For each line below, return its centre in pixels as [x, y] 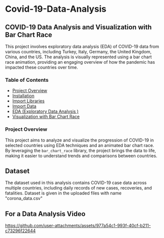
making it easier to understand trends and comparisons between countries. [81, 156]
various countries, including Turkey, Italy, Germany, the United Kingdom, [78, 52]
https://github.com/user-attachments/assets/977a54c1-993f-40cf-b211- [78, 226]
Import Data [24, 106]
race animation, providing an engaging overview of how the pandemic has [80, 62]
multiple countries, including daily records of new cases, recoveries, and [79, 188]
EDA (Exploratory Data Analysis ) [45, 112]
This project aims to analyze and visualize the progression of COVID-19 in [79, 140]
